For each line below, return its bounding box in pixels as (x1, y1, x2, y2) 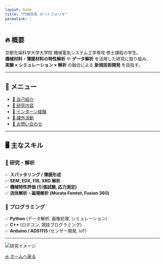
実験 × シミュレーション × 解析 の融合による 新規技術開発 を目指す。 (5, 62, 143, 68)
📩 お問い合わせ (12, 121, 43, 127)
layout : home (5, 7, 32, 12)
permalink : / (5, 16, 32, 21)
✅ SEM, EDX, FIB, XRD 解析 (5, 177, 60, 183)
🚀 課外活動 (12, 115, 34, 120)
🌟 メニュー (5, 82, 37, 91)
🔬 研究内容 (12, 103, 34, 108)
